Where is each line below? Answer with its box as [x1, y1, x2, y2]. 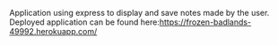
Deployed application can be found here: [9, 17, 160, 27]
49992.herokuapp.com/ [9, 26, 98, 36]
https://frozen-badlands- [159, 17, 252, 27]
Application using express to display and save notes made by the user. [9, 8, 270, 18]
